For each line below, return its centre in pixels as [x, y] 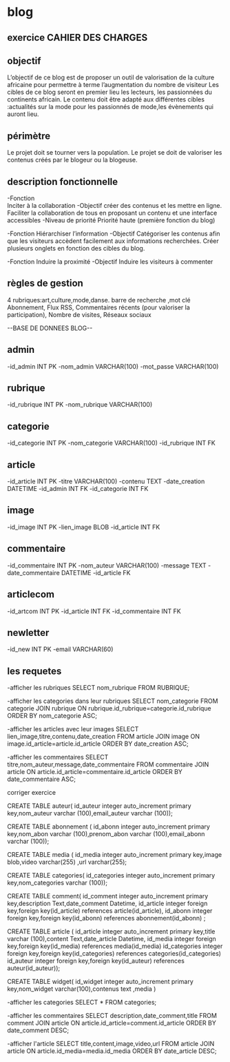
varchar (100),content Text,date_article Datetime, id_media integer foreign [112, 939]
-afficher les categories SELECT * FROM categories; [82, 1003]
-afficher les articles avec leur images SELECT [73, 729]
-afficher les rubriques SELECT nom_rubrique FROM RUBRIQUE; [98, 688]
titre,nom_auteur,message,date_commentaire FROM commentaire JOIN [108, 764]
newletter [28, 633]
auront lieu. [23, 114]
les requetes [34, 671]
